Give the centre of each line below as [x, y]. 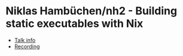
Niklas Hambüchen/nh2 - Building [91, 11]
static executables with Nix [74, 24]
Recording [27, 46]
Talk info [25, 40]
